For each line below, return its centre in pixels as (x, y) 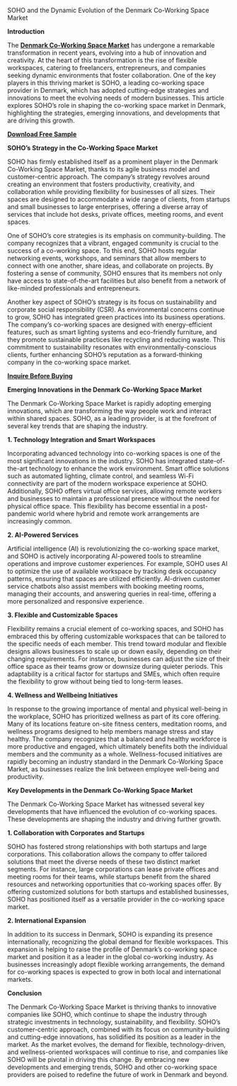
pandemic (22, 514)
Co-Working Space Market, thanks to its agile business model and (104, 169)
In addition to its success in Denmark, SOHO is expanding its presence (110, 934)
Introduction (26, 32)
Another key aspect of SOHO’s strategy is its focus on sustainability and (112, 302)
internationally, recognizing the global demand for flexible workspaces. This (118, 942)
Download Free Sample (42, 134)
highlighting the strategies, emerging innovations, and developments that (114, 113)
